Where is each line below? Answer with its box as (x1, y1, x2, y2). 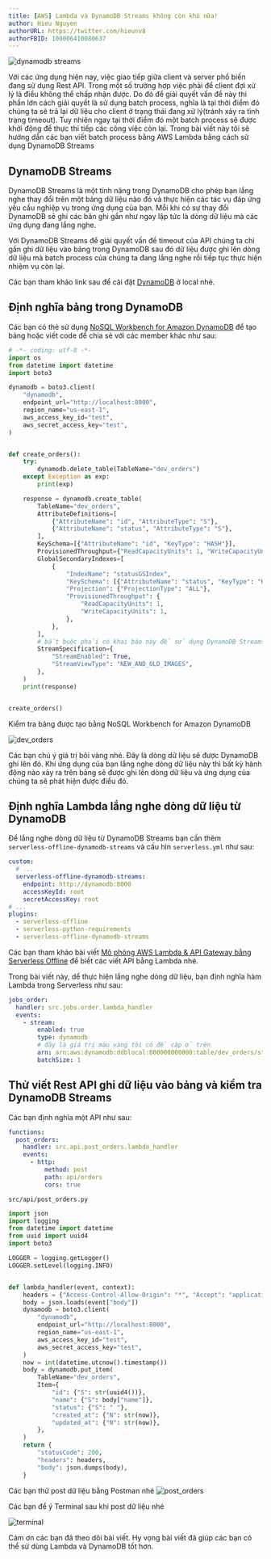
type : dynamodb (37, 1034, 89, 1042)
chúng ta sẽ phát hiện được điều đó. (8, 776, 129, 786)
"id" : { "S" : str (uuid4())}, (51, 1388, 147, 1397)
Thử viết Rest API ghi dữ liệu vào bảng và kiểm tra (8, 1078, 262, 1092)
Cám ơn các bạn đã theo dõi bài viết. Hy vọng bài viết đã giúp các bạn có (8, 1532, 252, 1542)
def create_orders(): (8, 450, 81, 458)
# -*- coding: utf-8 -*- (8, 346, 92, 354)
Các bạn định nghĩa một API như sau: (8, 1112, 132, 1122)
